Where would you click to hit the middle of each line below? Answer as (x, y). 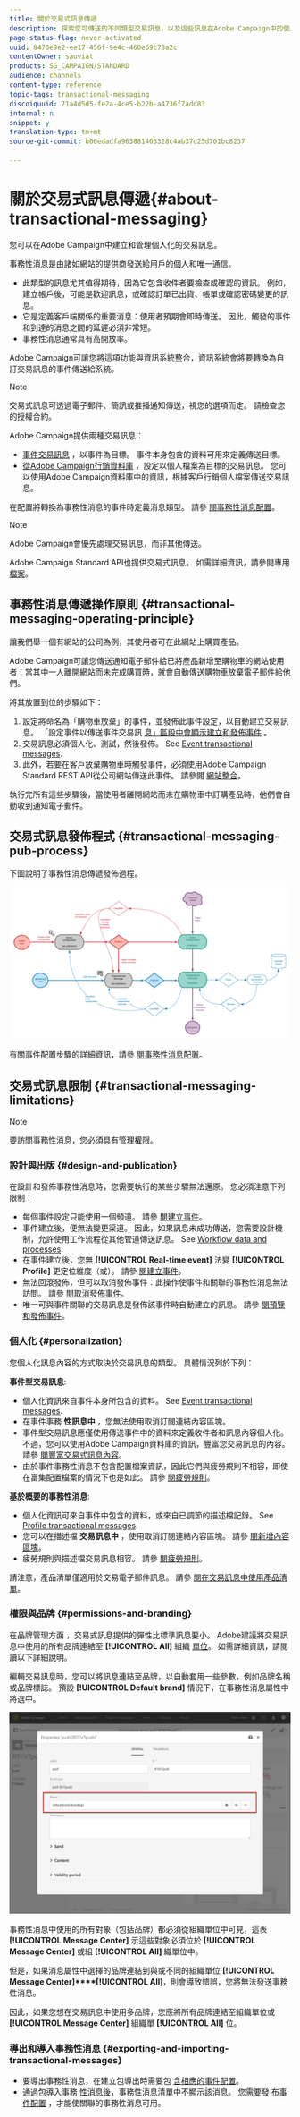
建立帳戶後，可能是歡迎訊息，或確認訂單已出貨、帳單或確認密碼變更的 (151, 293)
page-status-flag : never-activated (75, 38)
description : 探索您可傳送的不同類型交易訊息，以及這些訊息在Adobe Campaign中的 (146, 28)
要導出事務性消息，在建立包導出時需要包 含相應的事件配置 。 (133, 2080)
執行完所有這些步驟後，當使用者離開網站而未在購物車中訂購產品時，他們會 (146, 794)
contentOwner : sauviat (51, 57)
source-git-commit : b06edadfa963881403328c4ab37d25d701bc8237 (127, 142)
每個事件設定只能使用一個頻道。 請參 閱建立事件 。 (114, 1217)
